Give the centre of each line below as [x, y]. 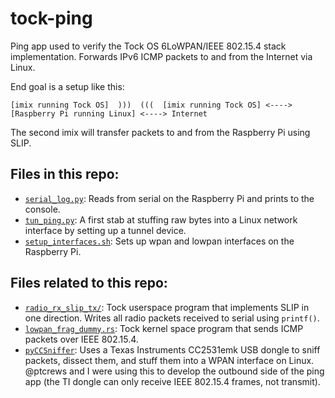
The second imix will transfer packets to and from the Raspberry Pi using [160, 132]
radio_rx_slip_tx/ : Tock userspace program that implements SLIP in [167, 307]
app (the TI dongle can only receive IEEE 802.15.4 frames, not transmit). [172, 381]
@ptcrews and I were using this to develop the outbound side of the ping [174, 371]
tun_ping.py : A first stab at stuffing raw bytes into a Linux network [161, 219]
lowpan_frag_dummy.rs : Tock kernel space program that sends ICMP [164, 328]
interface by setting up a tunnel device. [105, 230]
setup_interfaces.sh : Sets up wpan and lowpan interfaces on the [159, 241]
